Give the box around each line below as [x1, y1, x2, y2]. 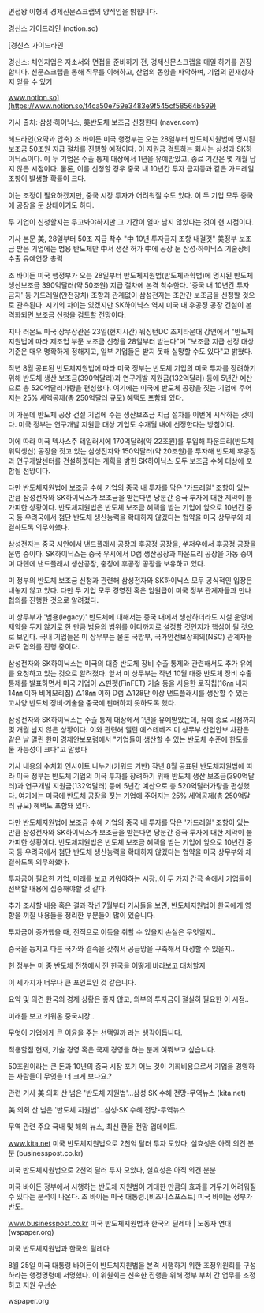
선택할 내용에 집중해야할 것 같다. [8, 884, 108, 893]
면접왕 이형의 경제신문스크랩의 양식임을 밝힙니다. [8, 7, 158, 16]
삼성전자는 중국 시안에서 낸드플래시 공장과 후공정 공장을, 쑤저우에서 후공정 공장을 [8, 540, 257, 548]
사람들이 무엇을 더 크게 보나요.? [16, 1071, 112, 1081]
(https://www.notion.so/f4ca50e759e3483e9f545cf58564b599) [8, 101, 217, 111]
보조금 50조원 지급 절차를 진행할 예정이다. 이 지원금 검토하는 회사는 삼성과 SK [8, 145, 247, 153]
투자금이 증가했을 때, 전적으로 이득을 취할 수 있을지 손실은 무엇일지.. [8, 927, 217, 936]
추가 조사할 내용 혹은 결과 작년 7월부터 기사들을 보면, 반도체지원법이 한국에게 [8, 901, 244, 910]
